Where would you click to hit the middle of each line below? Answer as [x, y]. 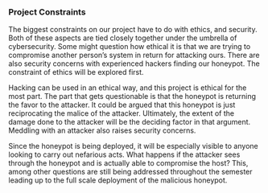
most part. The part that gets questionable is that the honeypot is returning [132, 96]
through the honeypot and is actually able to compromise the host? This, [128, 163]
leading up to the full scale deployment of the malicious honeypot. [118, 180]
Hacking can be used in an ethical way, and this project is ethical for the [128, 88]
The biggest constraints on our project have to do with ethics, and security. [133, 30]
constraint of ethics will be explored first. [76, 72]
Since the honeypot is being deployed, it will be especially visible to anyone [134, 146]
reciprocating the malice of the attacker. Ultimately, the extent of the [122, 113]
